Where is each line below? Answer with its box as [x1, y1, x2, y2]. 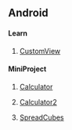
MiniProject [8, 64, 47, 74]
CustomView [19, 46, 61, 55]
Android [8, 6, 49, 20]
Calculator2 [19, 97, 57, 106]
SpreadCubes [19, 113, 64, 122]
